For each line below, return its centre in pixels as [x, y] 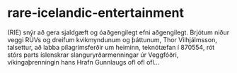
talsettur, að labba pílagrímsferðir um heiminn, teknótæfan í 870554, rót [111, 47]
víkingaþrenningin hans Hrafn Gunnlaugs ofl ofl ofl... [83, 62]
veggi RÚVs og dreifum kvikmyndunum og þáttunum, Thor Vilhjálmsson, [112, 39]
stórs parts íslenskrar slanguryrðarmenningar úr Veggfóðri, [93, 55]
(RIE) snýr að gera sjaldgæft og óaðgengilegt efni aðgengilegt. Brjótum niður [118, 32]
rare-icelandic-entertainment [96, 13]
